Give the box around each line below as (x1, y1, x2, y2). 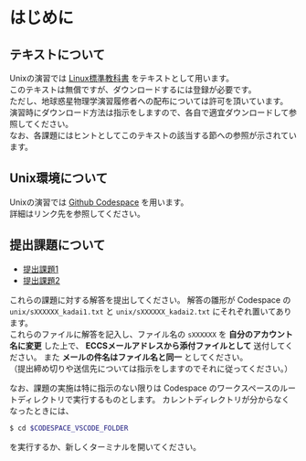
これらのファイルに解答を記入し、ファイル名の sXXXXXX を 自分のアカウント (9, 328, 293, 339)
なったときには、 (9, 405, 74, 416)
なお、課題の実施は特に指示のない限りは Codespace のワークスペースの (9, 382, 280, 393)
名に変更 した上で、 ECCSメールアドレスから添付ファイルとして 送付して (9, 339, 286, 351)
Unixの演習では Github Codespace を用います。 (9, 197, 189, 208)
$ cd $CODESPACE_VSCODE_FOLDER (9, 423, 129, 433)
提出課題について (9, 238, 106, 253)
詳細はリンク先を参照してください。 (9, 208, 146, 219)
